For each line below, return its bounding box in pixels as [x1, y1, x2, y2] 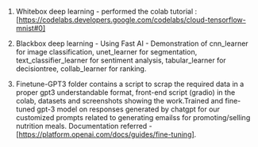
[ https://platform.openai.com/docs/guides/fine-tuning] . [15, 130, 197, 139]
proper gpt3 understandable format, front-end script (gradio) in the [15, 88, 236, 97]
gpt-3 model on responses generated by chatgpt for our [37, 104, 221, 114]
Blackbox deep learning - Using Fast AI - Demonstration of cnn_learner [15, 39, 248, 48]
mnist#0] [15, 24, 46, 32]
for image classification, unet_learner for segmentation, [15, 47, 198, 56]
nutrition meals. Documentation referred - [15, 122, 152, 130]
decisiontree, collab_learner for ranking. [15, 64, 147, 73]
